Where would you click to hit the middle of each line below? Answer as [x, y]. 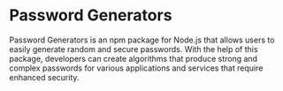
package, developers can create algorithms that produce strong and [134, 58]
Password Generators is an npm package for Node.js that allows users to [142, 40]
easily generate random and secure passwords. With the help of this [134, 49]
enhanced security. [44, 77]
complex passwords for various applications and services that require [136, 68]
